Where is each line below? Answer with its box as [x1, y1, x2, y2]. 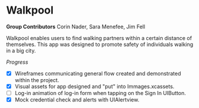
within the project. [14, 77, 59, 83]
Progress [6, 58, 29, 66]
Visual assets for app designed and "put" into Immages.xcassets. [14, 83, 175, 90]
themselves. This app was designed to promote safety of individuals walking [6, 41, 194, 48]
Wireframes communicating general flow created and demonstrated [14, 70, 181, 77]
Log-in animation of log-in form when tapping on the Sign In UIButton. [14, 90, 186, 97]
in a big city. [6, 47, 36, 54]
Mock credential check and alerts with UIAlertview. [14, 96, 140, 103]
